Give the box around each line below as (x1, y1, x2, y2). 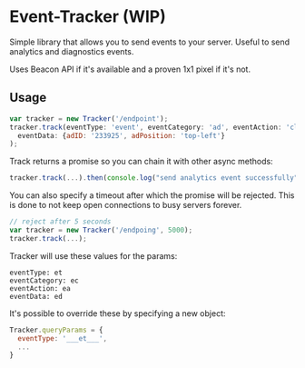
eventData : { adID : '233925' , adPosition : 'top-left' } (17, 131, 225, 140)
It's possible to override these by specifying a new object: (9, 307, 226, 319)
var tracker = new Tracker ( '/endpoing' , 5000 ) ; (9, 225, 193, 234)
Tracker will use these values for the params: (9, 250, 178, 261)
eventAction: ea (9, 283, 71, 293)
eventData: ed (9, 292, 64, 301)
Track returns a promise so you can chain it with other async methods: (9, 156, 274, 167)
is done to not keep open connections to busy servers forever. (9, 200, 242, 211)
